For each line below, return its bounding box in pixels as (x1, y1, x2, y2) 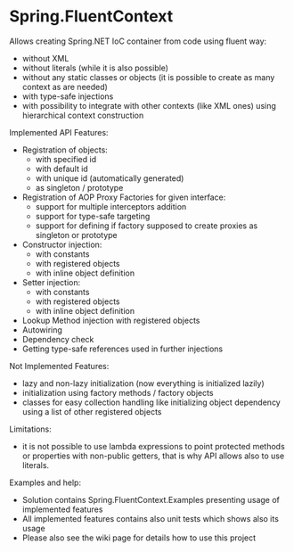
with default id (35, 163, 89, 174)
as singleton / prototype (35, 182, 124, 193)
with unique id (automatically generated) (35, 172, 184, 184)
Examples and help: (9, 477, 82, 488)
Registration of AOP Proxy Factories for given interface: (21, 192, 226, 202)
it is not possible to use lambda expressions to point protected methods (21, 441, 285, 451)
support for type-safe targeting (35, 210, 151, 221)
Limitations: (9, 424, 52, 434)
